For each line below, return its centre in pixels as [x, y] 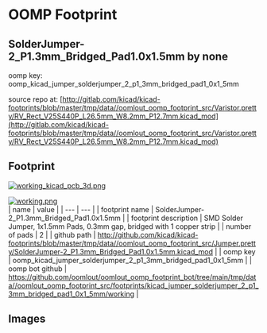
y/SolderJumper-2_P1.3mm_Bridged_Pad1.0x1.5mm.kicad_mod [110, 251]
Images [27, 319]
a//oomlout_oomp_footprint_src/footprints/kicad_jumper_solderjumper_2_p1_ [133, 285]
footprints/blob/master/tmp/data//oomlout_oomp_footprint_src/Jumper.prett [132, 243]
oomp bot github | [38, 269]
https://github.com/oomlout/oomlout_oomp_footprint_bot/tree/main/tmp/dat [132, 277]
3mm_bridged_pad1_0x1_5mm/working [72, 294]
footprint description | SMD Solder [187, 218]
